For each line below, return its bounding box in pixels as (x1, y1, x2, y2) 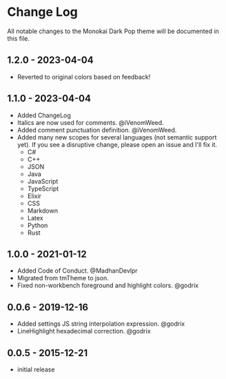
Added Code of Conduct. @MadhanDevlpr (17, 266, 138, 275)
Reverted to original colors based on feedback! (17, 72, 151, 81)
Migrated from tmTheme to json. (17, 274, 109, 282)
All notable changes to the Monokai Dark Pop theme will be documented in (7, 27, 219, 35)
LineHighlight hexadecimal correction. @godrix (17, 327, 151, 336)
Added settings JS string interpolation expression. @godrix (17, 320, 185, 328)
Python (27, 221, 48, 229)
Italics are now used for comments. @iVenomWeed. (17, 118, 164, 126)
